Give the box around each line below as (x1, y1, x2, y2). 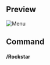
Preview (6, 5, 37, 15)
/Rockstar (6, 53, 31, 60)
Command (6, 37, 45, 47)
